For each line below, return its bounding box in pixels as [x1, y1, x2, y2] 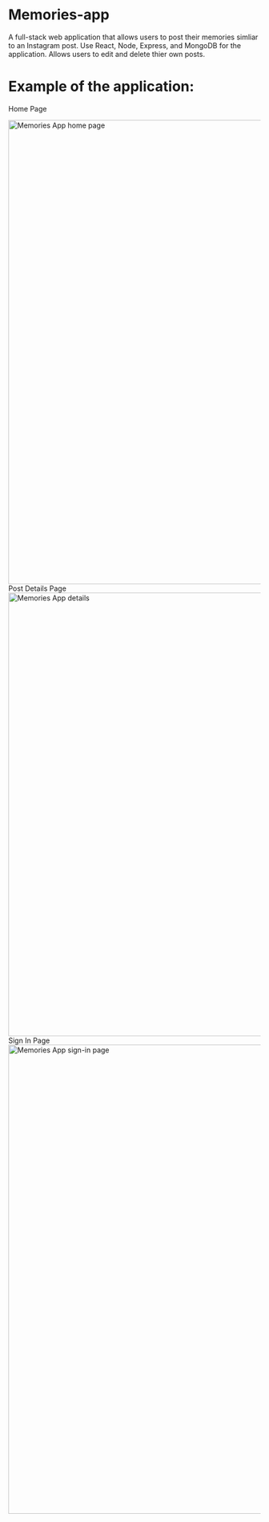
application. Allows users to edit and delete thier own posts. [8, 49, 206, 59]
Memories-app [8, 6, 110, 24]
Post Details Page [8, 584, 66, 593]
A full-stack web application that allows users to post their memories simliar [8, 32, 259, 42]
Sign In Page [8, 1036, 50, 1045]
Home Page [8, 104, 47, 113]
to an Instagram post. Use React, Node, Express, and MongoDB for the [8, 40, 242, 50]
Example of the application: [8, 78, 195, 96]
